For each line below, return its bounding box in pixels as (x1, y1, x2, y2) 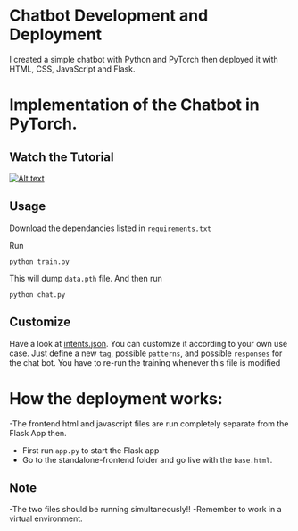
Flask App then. (9, 427, 67, 438)
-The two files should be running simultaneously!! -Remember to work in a (9, 504, 283, 515)
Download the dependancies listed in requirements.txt (9, 223, 211, 233)
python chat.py (9, 290, 66, 299)
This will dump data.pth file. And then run (9, 273, 163, 283)
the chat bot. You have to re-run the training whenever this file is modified (9, 357, 281, 367)
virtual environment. (9, 513, 83, 524)
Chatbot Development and (9, 5, 209, 26)
